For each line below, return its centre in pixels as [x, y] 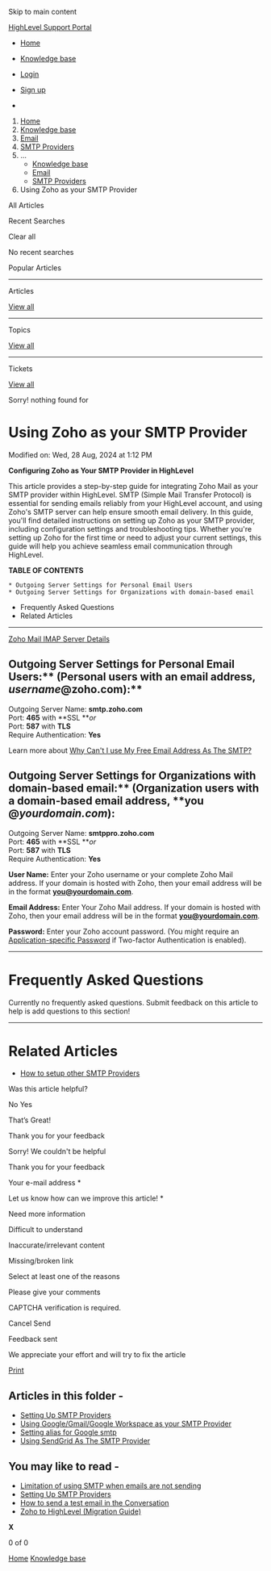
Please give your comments [54, 1292]
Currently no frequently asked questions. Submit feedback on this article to [133, 1002]
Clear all [22, 236]
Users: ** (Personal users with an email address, [132, 677]
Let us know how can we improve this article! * [86, 1198]
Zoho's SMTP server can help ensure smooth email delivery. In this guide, [131, 512]
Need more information [47, 1214]
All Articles [26, 205]
